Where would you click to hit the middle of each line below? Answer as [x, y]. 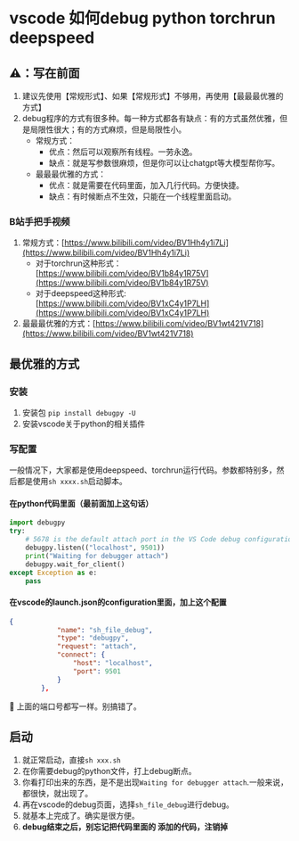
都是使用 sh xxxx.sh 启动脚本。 [72, 482]
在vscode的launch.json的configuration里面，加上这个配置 [118, 602]
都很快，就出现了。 [57, 794]
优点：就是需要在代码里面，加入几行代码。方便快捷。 [146, 185]
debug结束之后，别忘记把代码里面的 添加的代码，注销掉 [125, 827]
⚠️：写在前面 [44, 73]
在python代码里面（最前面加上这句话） [81, 503]
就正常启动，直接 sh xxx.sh [72, 760]
